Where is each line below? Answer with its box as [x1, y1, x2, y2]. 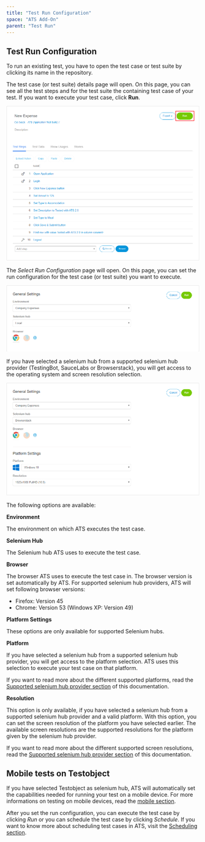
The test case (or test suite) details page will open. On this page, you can [6, 81, 191, 88]
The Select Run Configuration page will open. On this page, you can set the [6, 267, 197, 274]
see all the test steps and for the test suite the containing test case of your [6, 88, 194, 95]
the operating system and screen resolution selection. [6, 370, 143, 378]
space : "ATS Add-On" [6, 16, 59, 23]
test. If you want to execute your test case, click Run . [6, 94, 141, 101]
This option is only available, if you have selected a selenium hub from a [6, 706, 188, 713]
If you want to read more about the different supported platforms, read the [6, 676, 194, 684]
